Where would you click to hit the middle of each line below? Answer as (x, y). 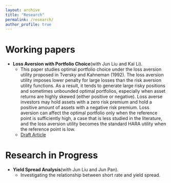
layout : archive (23, 10)
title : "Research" (25, 15)
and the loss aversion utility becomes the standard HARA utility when (93, 124)
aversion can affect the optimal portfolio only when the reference (89, 113)
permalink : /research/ (29, 19)
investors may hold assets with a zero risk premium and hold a (86, 102)
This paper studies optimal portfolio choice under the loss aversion (91, 69)
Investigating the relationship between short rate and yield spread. (90, 175)
